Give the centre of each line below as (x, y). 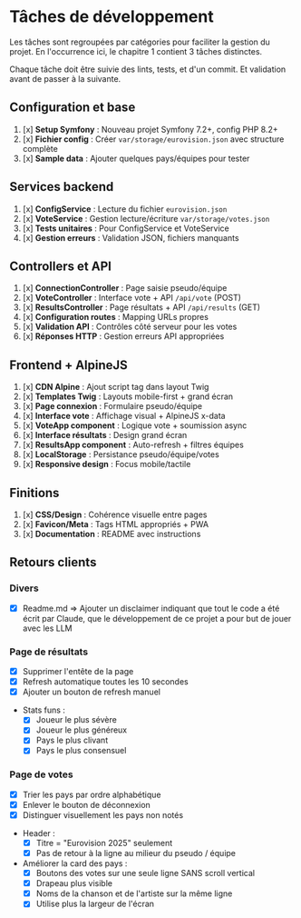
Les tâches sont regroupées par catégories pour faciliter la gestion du (140, 42)
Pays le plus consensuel (81, 751)
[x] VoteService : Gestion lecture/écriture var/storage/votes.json (146, 218)
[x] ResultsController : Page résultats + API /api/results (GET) (141, 307)
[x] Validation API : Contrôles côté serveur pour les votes (130, 327)
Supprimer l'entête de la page (78, 672)
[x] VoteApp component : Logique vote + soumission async (135, 425)
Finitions (34, 493)
